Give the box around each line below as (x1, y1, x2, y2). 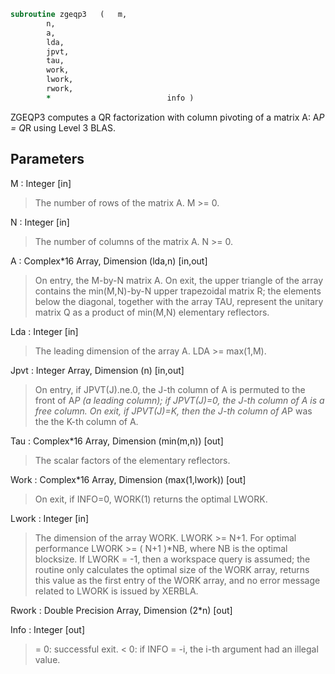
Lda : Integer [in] (10, 325, 79, 337)
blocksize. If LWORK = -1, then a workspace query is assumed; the (34, 553, 311, 565)
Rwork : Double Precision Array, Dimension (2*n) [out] (10, 604, 233, 616)
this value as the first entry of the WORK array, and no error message (34, 574, 321, 586)
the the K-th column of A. (34, 415, 139, 427)
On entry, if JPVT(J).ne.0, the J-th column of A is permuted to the (34, 383, 306, 395)
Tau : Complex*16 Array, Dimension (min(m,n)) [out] (10, 435, 224, 447)
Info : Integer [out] (10, 623, 86, 635)
